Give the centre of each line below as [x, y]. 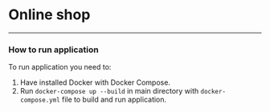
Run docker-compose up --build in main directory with [109, 91]
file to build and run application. [114, 100]
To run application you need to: [60, 67]
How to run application [53, 50]
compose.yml [40, 100]
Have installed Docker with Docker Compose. [95, 82]
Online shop [49, 15]
